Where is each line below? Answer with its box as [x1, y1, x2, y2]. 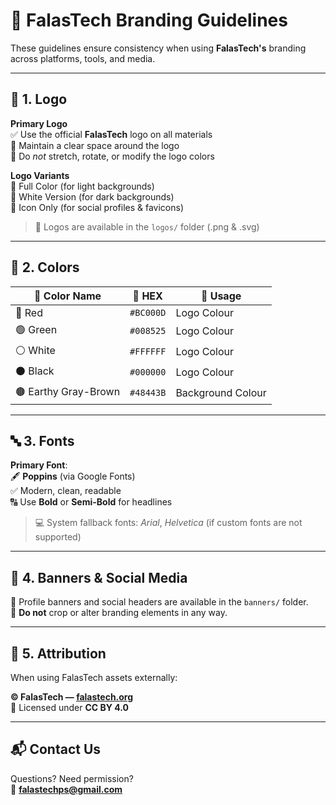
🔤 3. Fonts [10, 432, 75, 449]
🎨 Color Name [34, 289, 102, 303]
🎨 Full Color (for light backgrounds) [10, 180, 155, 192]
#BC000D [129, 307, 167, 318]
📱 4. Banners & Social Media [10, 569, 188, 586]
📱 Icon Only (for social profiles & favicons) [10, 201, 185, 213]
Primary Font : [10, 459, 68, 471]
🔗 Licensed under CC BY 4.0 [10, 702, 129, 713]
